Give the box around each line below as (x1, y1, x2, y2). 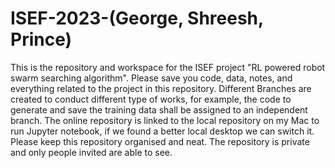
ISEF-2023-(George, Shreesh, (10, 7, 264, 30)
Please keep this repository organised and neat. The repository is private (10, 135, 310, 147)
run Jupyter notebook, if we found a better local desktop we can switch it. (10, 125, 315, 137)
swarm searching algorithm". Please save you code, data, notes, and (10, 72, 293, 84)
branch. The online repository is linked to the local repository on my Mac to (10, 114, 320, 126)
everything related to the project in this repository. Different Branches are (10, 82, 312, 94)
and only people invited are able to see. (10, 146, 173, 158)
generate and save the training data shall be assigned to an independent (10, 103, 308, 116)
